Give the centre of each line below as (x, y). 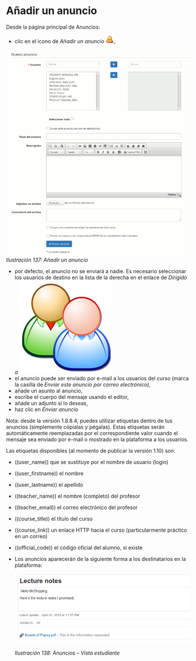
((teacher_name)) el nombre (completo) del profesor (77, 496)
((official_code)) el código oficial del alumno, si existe (78, 548)
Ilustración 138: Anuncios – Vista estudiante (67, 653)
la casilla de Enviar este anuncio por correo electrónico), (82, 384)
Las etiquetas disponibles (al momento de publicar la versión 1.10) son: (91, 450)
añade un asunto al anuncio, (48, 391)
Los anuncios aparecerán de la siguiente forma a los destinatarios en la (100, 559)
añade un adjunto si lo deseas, (51, 403)
